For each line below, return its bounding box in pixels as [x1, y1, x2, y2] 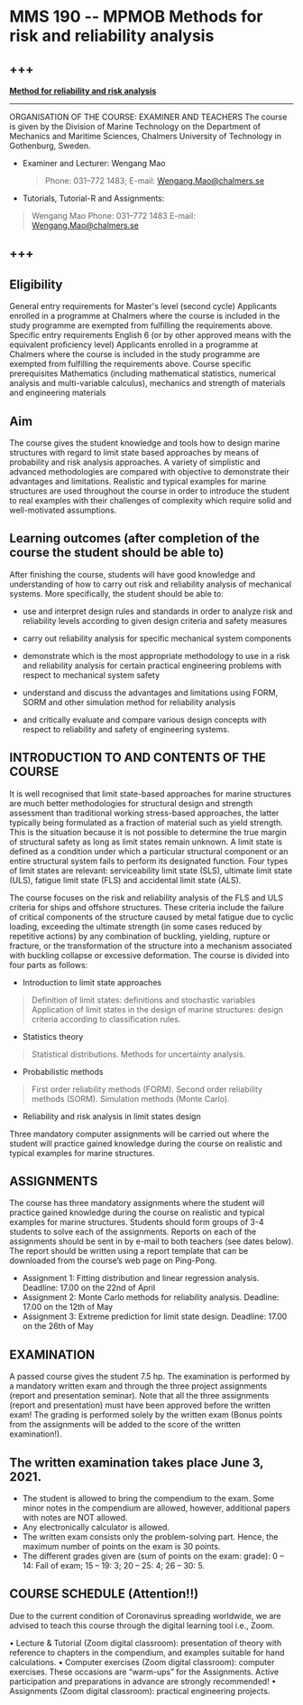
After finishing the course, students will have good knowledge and [9, 569, 255, 579]
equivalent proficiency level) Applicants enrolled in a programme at [9, 339, 259, 350]
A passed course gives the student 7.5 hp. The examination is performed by [9, 1371, 290, 1382]
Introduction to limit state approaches [22, 976, 162, 987]
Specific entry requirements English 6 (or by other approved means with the [9, 330, 291, 341]
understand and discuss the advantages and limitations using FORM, [22, 687, 279, 698]
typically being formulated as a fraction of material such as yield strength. [9, 816, 284, 828]
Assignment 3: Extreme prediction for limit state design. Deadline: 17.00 [22, 1311, 288, 1322]
